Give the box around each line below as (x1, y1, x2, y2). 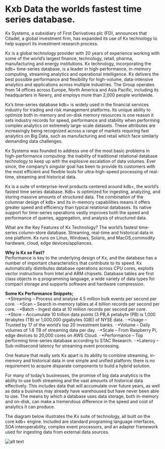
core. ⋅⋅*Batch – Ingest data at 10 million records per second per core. (5, 306, 147, 312)
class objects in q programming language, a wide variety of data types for (5, 276, 155, 282)
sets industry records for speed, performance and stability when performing (5, 117, 160, 123)
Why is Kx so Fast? (5, 250, 45, 256)
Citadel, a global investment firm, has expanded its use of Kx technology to (5, 35, 158, 41)
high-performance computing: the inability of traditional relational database (5, 153, 158, 159)
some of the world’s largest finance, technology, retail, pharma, (5, 55, 133, 61)
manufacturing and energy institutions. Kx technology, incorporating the (5, 61, 152, 66)
